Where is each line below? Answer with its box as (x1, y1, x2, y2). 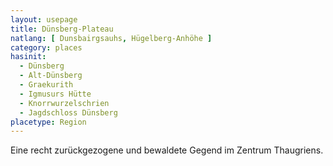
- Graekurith (19, 80, 74, 90)
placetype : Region (10, 117, 87, 127)
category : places (10, 42, 83, 53)
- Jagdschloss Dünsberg (19, 107, 118, 118)
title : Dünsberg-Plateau (10, 24, 114, 34)
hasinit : (10, 52, 47, 62)
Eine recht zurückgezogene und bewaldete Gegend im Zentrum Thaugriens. (10, 144, 324, 156)
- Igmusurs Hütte (19, 89, 92, 99)
